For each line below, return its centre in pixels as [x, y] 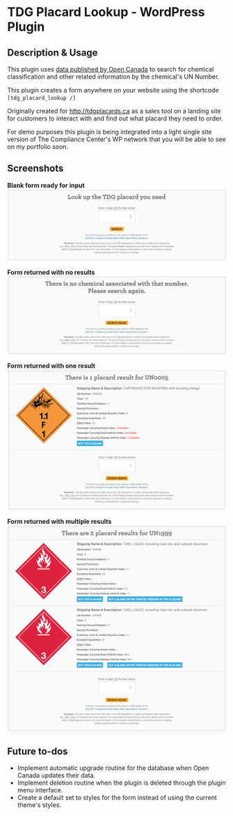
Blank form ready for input [46, 185]
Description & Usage [53, 53]
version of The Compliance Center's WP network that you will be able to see [116, 139]
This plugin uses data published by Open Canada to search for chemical [111, 69]
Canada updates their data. [56, 776]
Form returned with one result [51, 365]
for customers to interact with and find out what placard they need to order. [115, 118]
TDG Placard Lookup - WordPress [106, 12]
